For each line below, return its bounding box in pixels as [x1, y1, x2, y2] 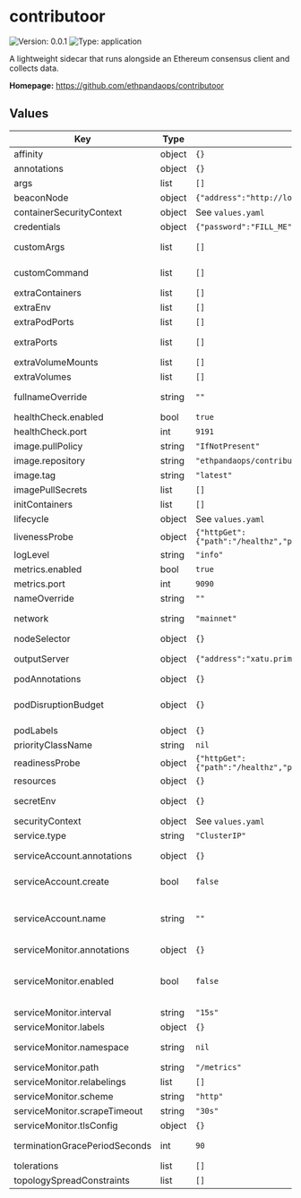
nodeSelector [13, 632, 71, 645]
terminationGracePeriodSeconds [13, 1139, 152, 1151]
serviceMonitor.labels [13, 1021, 106, 1033]
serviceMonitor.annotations [13, 943, 130, 955]
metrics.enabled [13, 562, 82, 575]
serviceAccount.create [13, 875, 109, 887]
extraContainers [13, 287, 82, 299]
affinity [13, 148, 43, 160]
